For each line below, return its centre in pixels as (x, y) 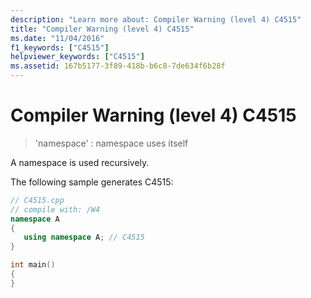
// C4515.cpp (37, 200)
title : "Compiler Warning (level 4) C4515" (102, 29)
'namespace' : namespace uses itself (111, 143)
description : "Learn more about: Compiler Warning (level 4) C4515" (156, 19)
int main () (33, 265)
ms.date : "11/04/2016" (57, 38)
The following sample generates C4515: (92, 182)
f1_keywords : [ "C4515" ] (60, 47)
